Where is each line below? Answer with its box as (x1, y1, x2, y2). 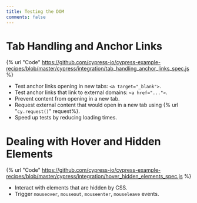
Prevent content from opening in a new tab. (14, 95, 120, 102)
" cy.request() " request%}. (14, 108, 81, 115)
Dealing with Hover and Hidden (6, 135, 161, 148)
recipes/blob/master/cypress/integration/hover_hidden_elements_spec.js (6, 173, 183, 180)
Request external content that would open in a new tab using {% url (14, 101, 179, 109)
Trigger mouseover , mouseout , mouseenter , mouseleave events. (14, 191, 159, 198)
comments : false (6, 14, 46, 20)
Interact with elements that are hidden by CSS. (14, 184, 128, 191)
